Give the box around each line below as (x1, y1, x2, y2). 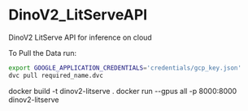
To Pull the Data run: (8, 48, 77, 58)
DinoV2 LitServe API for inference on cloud (8, 32, 152, 42)
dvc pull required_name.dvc (8, 71, 104, 79)
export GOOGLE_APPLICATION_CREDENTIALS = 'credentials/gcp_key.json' (8, 63, 242, 72)
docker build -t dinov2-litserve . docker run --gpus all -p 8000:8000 (8, 86, 237, 96)
